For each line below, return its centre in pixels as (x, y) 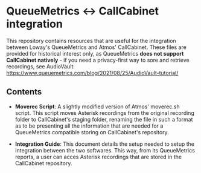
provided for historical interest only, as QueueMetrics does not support (95, 53)
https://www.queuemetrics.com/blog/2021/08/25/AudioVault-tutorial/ (92, 73)
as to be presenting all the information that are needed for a (89, 126)
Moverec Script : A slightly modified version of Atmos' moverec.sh (97, 106)
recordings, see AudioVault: (41, 66)
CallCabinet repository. (43, 163)
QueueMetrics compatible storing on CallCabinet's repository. (92, 132)
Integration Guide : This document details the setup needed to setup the (105, 144)
